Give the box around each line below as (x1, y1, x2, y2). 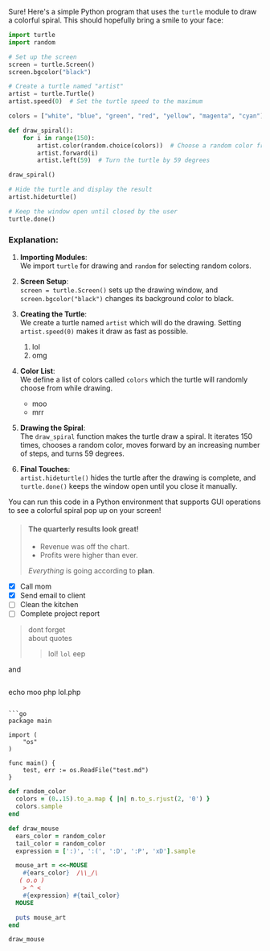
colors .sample (15, 803, 63, 811)
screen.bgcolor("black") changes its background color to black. (19, 293, 235, 303)
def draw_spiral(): (8, 126, 74, 134)
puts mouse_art (15, 913, 67, 921)
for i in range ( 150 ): (22, 134, 95, 142)
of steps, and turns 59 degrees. (19, 449, 125, 458)
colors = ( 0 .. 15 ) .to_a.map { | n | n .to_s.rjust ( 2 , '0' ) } (15, 795, 211, 804)
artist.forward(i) (37, 149, 99, 157)
